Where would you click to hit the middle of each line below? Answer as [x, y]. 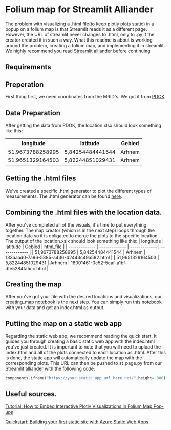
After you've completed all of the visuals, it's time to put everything [76, 224]
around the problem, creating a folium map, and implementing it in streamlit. [85, 45]
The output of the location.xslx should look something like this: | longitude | [84, 241]
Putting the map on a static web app [64, 324]
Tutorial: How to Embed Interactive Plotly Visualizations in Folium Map [79, 406]
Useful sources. [31, 394]
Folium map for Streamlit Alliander [79, 9]
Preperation [25, 84]
